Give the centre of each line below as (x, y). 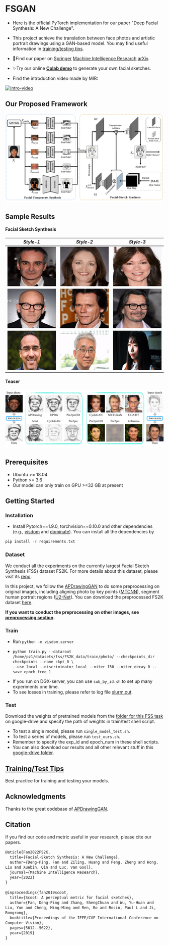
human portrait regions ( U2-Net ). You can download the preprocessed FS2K (84, 597)
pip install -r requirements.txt (40, 542)
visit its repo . (18, 576)
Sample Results (30, 216)
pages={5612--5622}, (31, 928)
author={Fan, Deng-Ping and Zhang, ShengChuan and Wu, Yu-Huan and (82, 903)
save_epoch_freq (29, 672)
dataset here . (19, 602)
